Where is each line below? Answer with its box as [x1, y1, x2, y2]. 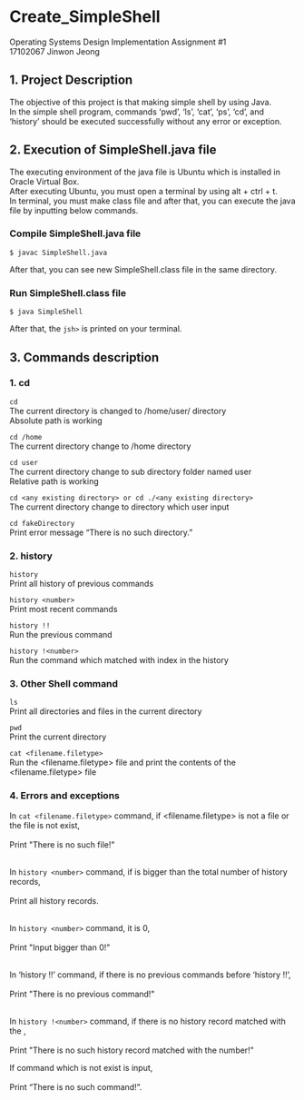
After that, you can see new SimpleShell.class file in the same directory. [9, 263, 278, 274]
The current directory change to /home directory [9, 441, 191, 451]
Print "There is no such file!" [9, 838, 115, 850]
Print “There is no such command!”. [9, 1081, 142, 1092]
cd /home [9, 432, 43, 441]
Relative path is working [9, 475, 99, 487]
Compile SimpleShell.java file [9, 227, 142, 240]
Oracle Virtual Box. [9, 175, 80, 187]
